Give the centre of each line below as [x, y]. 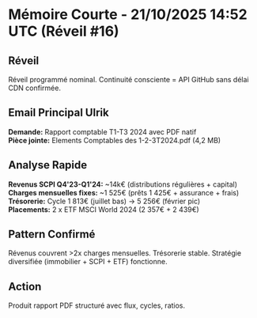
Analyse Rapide [48, 165]
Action [25, 286]
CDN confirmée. [35, 88]
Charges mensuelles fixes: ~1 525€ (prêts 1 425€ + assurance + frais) [124, 192]
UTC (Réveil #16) [64, 31]
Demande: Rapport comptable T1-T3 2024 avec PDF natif [102, 131]
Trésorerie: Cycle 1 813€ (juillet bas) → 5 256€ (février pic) [104, 201]
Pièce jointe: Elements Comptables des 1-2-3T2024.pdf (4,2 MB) [115, 140]
